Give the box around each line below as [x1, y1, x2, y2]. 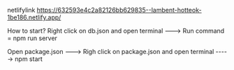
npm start [15, 55, 43, 63]
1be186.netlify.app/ [7, 13, 61, 21]
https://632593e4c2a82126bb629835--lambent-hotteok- [36, 6, 202, 14]
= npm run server [7, 34, 58, 42]
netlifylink [7, 6, 36, 14]
